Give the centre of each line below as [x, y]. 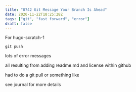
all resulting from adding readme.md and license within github [68, 65]
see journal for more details [33, 85]
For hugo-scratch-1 [25, 38]
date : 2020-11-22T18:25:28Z [34, 14]
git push [14, 47]
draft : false [19, 23]
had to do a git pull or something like [42, 75]
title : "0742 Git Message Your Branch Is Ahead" [56, 10]
